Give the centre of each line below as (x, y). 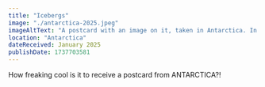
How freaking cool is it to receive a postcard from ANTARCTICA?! (115, 75)
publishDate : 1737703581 (49, 52)
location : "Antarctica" (48, 38)
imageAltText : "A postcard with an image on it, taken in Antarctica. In (133, 30)
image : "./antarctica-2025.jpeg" (63, 23)
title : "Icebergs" (38, 15)
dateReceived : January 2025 (55, 45)
